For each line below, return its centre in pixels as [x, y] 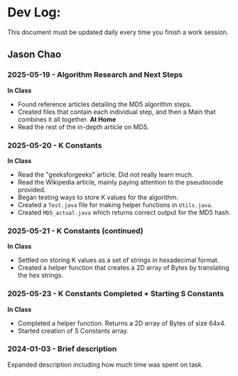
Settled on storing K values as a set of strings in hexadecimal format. [118, 260]
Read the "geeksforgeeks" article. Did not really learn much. [106, 174]
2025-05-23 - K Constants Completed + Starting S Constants [116, 294]
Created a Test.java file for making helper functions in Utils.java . [115, 204]
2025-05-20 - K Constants [55, 145]
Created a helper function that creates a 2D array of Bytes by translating [123, 268]
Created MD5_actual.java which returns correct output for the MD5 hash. [124, 212]
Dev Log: [34, 12]
